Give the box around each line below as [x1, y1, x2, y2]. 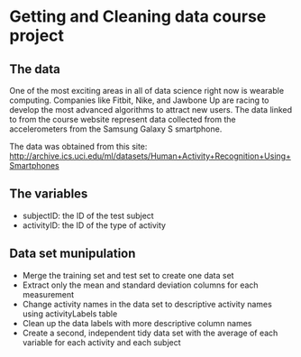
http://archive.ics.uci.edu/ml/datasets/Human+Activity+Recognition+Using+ [9, 151, 291, 161]
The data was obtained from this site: [9, 142, 148, 151]
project [9, 25, 65, 46]
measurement [22, 288, 75, 299]
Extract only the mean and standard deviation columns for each [22, 279, 259, 290]
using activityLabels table [22, 308, 118, 319]
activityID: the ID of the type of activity [22, 219, 167, 231]
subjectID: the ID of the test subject [22, 210, 155, 221]
